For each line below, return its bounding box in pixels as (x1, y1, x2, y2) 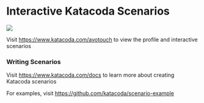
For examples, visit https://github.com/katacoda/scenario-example (6, 90, 174, 97)
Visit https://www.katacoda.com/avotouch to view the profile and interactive (6, 35, 198, 43)
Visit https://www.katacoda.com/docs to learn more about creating (6, 71, 175, 79)
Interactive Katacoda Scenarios (6, 4, 170, 18)
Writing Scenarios (6, 57, 61, 66)
